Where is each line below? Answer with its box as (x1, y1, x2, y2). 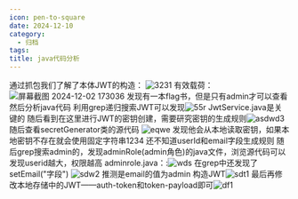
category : (9, 29, 46, 38)
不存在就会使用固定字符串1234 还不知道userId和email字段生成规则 (32, 135, 275, 146)
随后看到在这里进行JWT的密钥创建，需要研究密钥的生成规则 (26, 113, 247, 123)
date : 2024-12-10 (9, 21, 74, 30)
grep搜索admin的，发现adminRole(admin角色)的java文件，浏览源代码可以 (16, 147, 286, 156)
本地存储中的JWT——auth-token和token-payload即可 (16, 179, 213, 190)
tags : (9, 46, 29, 55)
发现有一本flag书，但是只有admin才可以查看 (126, 91, 288, 101)
